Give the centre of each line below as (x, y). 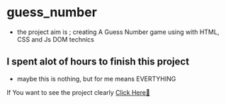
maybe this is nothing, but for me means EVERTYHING (96, 79)
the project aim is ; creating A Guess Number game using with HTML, (118, 32)
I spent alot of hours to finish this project (98, 62)
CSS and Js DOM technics (56, 39)
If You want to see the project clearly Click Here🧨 (78, 92)
